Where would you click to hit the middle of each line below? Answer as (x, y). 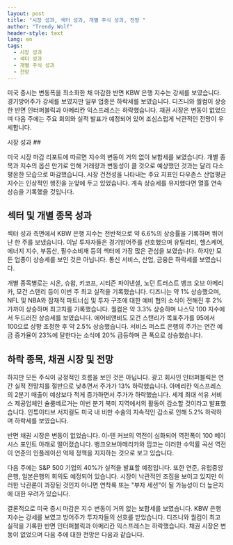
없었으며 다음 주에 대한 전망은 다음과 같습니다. (82, 535)
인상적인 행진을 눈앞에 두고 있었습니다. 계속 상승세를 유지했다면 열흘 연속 (124, 183)
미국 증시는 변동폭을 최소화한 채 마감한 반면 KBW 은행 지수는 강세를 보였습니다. (114, 92)
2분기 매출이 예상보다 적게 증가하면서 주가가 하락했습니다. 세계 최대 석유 (112, 395)
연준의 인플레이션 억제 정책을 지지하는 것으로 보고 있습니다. (94, 453)
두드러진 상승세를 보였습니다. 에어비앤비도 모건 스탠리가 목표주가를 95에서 (115, 318)
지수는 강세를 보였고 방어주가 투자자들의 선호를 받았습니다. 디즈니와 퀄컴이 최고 (114, 517)
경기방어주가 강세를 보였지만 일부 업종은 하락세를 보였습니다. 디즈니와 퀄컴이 (110, 101)
